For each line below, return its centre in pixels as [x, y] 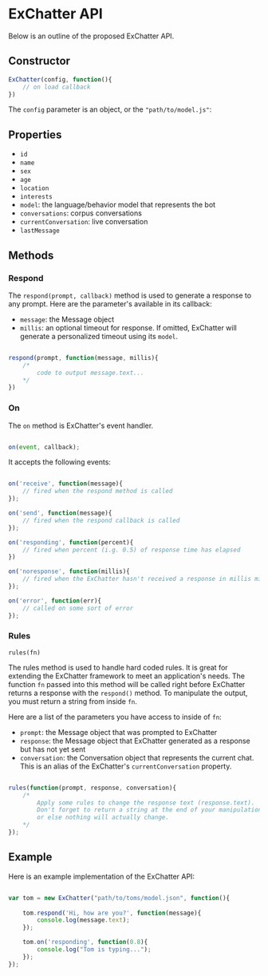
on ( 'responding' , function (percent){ [71, 542]
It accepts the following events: [60, 462]
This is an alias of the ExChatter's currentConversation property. [126, 766]
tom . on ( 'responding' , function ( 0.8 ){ [85, 942]
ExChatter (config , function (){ [60, 79]
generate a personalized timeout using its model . [99, 336]
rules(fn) [25, 652]
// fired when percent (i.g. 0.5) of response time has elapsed [132, 550]
